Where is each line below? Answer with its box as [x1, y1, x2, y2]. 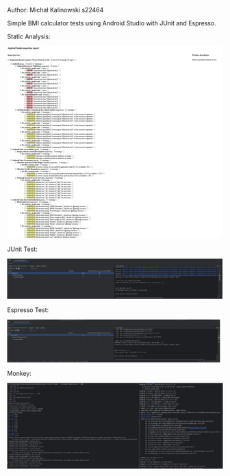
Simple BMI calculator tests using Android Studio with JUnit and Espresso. [7, 19, 217, 27]
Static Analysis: [7, 32, 51, 40]
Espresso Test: [7, 305, 49, 314]
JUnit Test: [7, 245, 38, 253]
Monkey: [7, 369, 32, 377]
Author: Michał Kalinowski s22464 [7, 6, 104, 14]
